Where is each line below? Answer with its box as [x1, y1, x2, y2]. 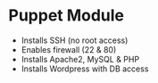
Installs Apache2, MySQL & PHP [21, 54, 140, 64]
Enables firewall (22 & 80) [21, 44, 117, 54]
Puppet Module [8, 5, 125, 26]
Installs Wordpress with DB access [21, 63, 149, 74]
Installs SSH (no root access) [21, 35, 129, 46]
